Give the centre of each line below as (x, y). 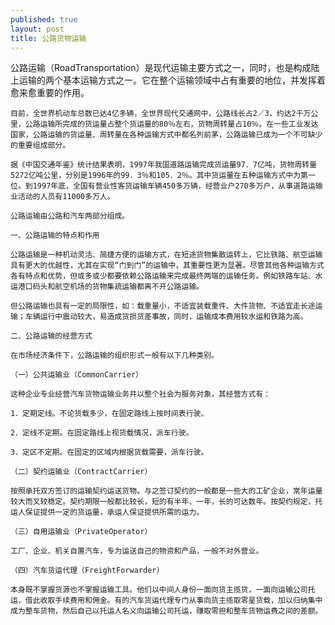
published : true (44, 19)
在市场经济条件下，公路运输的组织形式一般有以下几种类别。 (114, 356)
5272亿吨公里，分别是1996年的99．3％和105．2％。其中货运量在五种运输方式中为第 (159, 176)
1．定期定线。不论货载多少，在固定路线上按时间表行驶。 (109, 414)
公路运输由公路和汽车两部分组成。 (70, 216)
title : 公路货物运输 (48, 38)
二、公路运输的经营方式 (51, 336)
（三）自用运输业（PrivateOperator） (81, 532)
